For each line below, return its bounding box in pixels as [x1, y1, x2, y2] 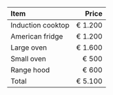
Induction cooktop [10, 21, 70, 30]
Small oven [10, 54, 47, 63]
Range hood [10, 65, 50, 74]
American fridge [10, 32, 63, 41]
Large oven [10, 43, 47, 52]
